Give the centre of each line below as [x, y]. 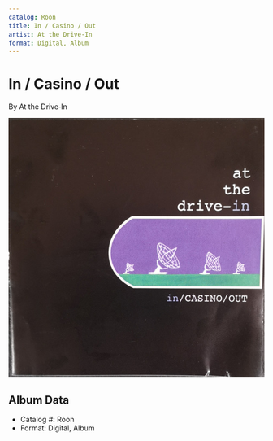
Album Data [39, 400]
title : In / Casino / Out [52, 26]
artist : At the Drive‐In [50, 34]
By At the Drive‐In [38, 107]
